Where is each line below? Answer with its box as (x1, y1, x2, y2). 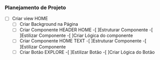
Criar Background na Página (19, 21, 79, 27)
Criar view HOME (12, 16, 48, 22)
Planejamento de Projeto (5, 4, 66, 11)
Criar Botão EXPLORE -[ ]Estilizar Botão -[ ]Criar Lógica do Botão (19, 49, 155, 55)
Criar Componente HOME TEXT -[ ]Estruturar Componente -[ (19, 38, 147, 44)
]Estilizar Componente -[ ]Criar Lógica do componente (19, 32, 133, 39)
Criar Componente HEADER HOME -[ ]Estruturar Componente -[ (19, 27, 153, 33)
